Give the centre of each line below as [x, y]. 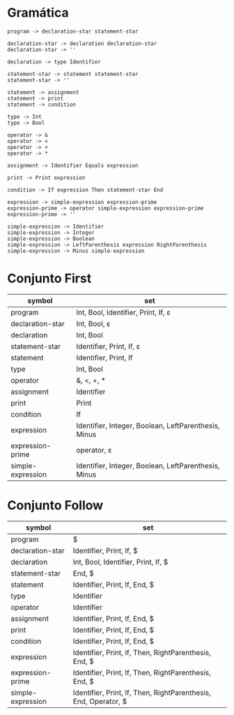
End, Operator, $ [100, 701]
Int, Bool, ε [93, 323]
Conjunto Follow [55, 506]
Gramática [38, 13]
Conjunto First [49, 278]
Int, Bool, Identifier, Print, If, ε [123, 312]
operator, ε [94, 449]
